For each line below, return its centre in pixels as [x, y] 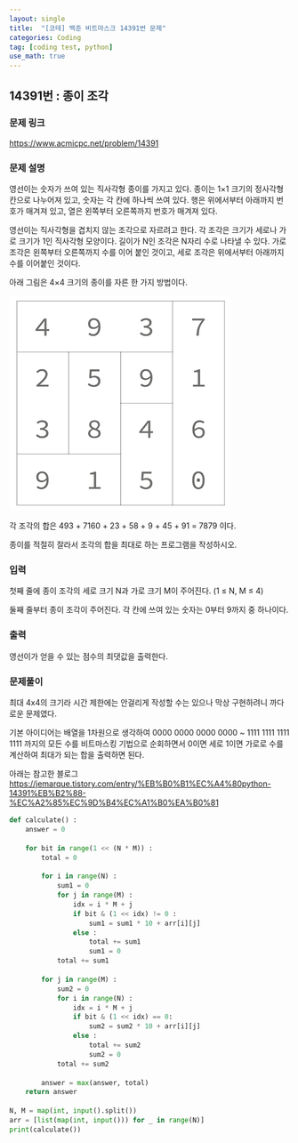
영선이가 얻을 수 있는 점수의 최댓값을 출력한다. [89, 656]
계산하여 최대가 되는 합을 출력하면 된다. [77, 755]
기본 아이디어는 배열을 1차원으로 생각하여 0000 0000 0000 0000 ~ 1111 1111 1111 [149, 732]
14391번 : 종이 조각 [59, 96]
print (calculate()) [45, 1130]
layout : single [37, 19]
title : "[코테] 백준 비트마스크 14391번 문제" [88, 28]
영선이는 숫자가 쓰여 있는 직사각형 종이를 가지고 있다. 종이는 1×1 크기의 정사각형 [147, 189]
